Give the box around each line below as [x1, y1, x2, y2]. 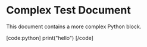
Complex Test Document [6, 4, 131, 17]
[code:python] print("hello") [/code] [6, 34, 94, 41]
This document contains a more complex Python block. [6, 23, 142, 30]
